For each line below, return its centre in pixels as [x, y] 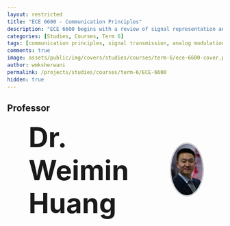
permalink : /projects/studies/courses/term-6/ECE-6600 [87, 72]
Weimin [79, 171]
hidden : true [26, 79]
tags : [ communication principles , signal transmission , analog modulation [116, 43]
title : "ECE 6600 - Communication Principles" [75, 22]
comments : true [29, 51]
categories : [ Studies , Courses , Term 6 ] [66, 36]
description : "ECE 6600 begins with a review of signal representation [111, 29]
